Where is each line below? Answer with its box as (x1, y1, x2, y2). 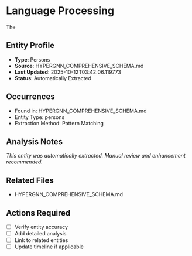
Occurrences (6, 92, 55, 102)
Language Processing (6, 4, 115, 18)
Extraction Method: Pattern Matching (14, 120, 104, 127)
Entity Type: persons (14, 113, 65, 121)
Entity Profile (6, 40, 54, 50)
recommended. (6, 158, 43, 165)
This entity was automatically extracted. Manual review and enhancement (6, 152, 186, 159)
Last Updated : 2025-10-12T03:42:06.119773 (14, 69, 122, 76)
